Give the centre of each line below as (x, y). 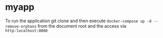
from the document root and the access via (82, 26)
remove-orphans (21, 26)
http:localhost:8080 (27, 31)
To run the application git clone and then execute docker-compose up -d (79, 21)
